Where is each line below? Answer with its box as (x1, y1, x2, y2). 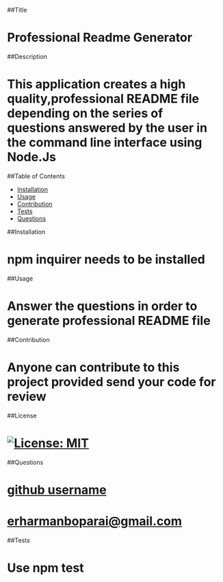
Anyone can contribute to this (7, 359, 180, 375)
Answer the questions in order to (7, 298, 198, 314)
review (7, 389, 47, 404)
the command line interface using (7, 135, 202, 150)
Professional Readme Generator (7, 30, 193, 45)
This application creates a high (7, 77, 186, 92)
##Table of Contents (7, 171, 65, 180)
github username (7, 482, 107, 498)
